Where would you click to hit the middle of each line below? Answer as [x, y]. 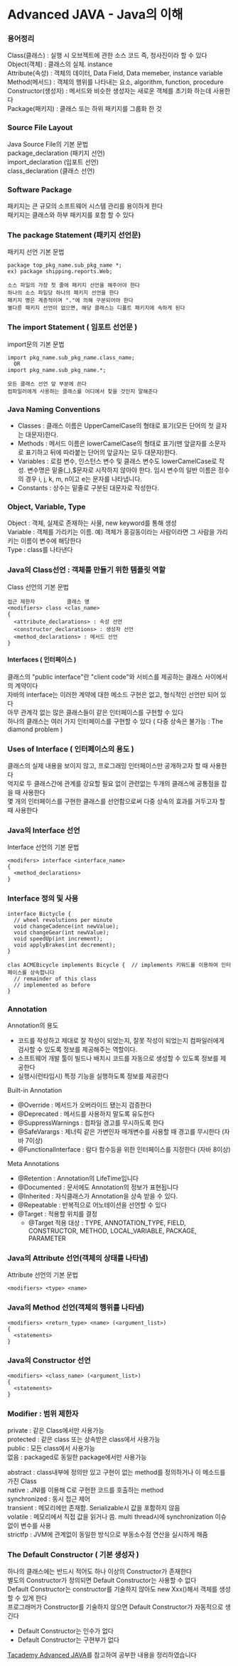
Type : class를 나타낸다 [40, 550]
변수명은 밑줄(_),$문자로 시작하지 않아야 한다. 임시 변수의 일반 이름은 [122, 469]
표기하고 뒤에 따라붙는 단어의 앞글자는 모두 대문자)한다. [101, 452]
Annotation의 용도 [33, 1025]
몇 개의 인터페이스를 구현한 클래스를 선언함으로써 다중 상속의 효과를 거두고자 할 [117, 802]
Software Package [40, 189]
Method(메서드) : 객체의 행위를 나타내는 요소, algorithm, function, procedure [115, 82]
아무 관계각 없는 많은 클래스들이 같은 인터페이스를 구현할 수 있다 [96, 712]
